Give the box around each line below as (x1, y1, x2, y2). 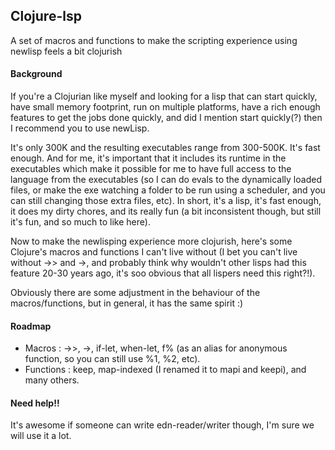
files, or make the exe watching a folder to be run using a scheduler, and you (10, 184, 326, 196)
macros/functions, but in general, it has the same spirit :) (10, 297, 244, 309)
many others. (24, 374, 80, 386)
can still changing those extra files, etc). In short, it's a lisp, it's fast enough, (10, 195, 322, 207)
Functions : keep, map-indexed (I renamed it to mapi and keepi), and (24, 364, 307, 376)
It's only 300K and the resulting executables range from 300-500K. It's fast (10, 142, 321, 154)
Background (10, 68, 63, 80)
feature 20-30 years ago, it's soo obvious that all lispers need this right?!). (10, 267, 316, 279)
